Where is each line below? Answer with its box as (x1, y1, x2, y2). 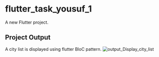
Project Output (5, 33, 51, 42)
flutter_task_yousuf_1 (5, 3, 92, 14)
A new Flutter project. (5, 19, 49, 25)
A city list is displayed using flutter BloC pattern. (5, 46, 102, 52)
